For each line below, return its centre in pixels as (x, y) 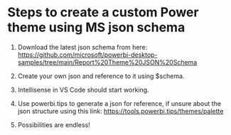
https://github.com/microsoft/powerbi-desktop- (87, 55)
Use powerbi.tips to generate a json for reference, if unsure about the (119, 103)
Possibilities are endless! (54, 124)
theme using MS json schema (96, 27)
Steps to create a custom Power (103, 12)
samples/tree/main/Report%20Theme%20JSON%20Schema (107, 62)
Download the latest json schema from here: (82, 47)
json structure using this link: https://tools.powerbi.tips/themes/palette (120, 111)
